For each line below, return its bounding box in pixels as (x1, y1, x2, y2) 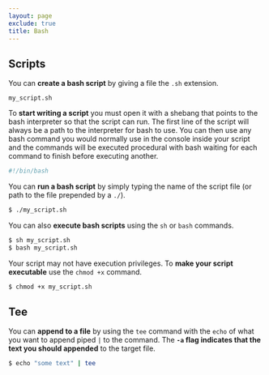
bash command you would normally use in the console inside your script (8, 134, 250, 144)
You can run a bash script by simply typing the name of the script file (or (8, 181, 252, 191)
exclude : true (8, 19, 57, 28)
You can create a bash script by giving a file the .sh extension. (8, 79, 219, 88)
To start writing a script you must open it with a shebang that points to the (8, 109, 258, 118)
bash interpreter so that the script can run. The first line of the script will (8, 117, 250, 126)
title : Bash (8, 27, 49, 35)
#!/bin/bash (8, 167, 49, 175)
